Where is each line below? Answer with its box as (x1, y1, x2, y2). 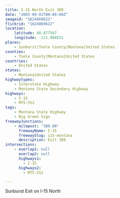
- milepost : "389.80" (14, 123, 59, 128)
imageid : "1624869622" (5, 16, 52, 21)
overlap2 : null (18, 151, 50, 156)
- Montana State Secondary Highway (14, 86, 88, 91)
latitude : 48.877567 (14, 30, 57, 35)
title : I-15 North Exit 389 (5, 7, 64, 12)
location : (5, 26, 26, 31)
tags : (5, 105, 16, 110)
